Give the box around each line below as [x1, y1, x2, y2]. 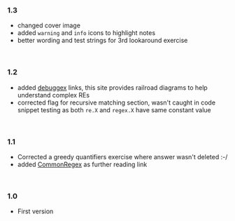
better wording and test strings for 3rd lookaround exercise [17, 36, 188, 45]
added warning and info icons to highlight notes [17, 29, 156, 37]
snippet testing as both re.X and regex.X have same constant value [17, 105, 211, 114]
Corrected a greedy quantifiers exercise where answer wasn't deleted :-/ [17, 152, 228, 161]
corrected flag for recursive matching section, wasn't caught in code [17, 98, 215, 107]
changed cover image [17, 21, 80, 29]
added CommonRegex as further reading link [17, 160, 148, 168]
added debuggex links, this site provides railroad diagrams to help [17, 83, 208, 92]
